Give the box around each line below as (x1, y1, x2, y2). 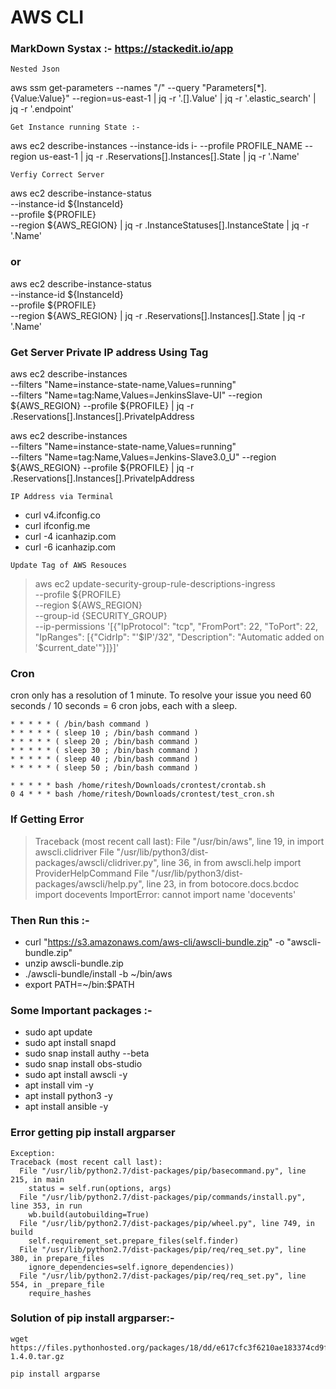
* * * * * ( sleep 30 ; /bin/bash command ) (10, 746, 199, 756)
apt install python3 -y (24, 1090, 113, 1102)
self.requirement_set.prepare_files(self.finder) (28, 1236, 240, 1246)
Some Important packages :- (10, 1003, 153, 1017)
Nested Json (10, 64, 60, 75)
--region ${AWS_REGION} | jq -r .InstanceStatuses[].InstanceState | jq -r (10, 219, 310, 231)
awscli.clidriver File (34, 846, 115, 858)
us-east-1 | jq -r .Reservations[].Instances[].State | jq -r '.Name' (38, 151, 300, 163)
